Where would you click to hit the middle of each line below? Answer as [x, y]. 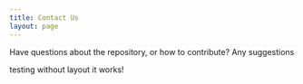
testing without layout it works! [67, 70]
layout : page [34, 26]
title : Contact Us [44, 18]
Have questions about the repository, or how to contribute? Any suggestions [152, 51]
